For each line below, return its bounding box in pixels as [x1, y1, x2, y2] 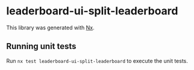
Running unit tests [6, 41, 77, 51]
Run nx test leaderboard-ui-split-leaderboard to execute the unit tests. [6, 57, 189, 64]
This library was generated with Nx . [6, 24, 95, 31]
